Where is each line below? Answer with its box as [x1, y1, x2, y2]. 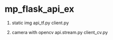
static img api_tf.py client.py [11, 20, 69, 26]
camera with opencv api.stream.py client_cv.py [11, 29, 108, 35]
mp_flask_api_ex [4, 3, 74, 15]
